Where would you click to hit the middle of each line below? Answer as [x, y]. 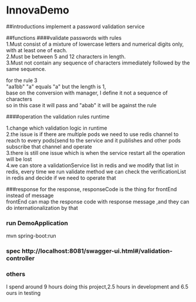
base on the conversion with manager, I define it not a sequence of [87, 93]
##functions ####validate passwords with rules [64, 38]
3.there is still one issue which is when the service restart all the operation [96, 152]
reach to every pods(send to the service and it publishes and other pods [93, 140]
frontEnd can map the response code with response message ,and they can [98, 201]
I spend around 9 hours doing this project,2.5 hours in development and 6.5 [97, 287]
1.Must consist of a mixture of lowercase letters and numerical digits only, [95, 44]
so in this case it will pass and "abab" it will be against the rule [81, 105]
